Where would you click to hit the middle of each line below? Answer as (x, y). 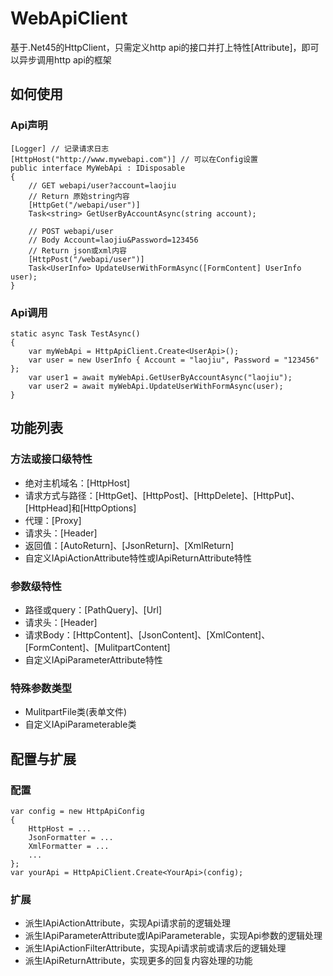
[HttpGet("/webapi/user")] (84, 205)
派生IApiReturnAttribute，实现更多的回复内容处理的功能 (138, 961)
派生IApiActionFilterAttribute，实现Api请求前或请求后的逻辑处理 (155, 948)
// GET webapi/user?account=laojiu (102, 185)
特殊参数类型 (41, 688)
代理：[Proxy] (53, 520)
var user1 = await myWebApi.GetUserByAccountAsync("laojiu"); (160, 377)
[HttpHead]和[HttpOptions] (80, 508)
